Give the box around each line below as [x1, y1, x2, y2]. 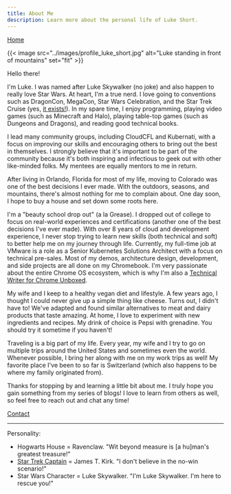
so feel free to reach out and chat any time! [7, 396, 129, 404]
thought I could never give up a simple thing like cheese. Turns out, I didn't [7, 296, 219, 304]
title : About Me [7, 10, 54, 17]
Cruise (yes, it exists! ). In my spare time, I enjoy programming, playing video [7, 104, 222, 113]
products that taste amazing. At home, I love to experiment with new [7, 311, 201, 319]
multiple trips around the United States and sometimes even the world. [7, 346, 207, 355]
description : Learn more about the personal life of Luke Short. [7, 16, 198, 23]
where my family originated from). [7, 368, 104, 377]
